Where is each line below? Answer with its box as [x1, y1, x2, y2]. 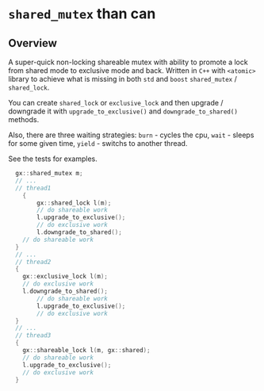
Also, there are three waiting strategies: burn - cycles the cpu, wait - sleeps [8, 130, 254, 140]
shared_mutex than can [8, 5, 156, 23]
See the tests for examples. [8, 154, 98, 163]
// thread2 [15, 258, 52, 266]
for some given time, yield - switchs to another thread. [8, 139, 188, 148]
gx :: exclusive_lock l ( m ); [22, 273, 109, 281]
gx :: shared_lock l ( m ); [36, 199, 112, 207]
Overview [8, 36, 58, 50]
